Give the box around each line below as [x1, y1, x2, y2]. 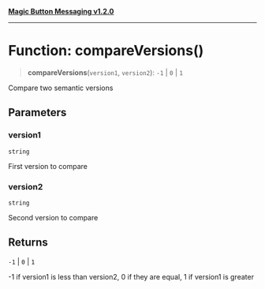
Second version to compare [8, 212, 99, 222]
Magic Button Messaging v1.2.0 [8, 7, 114, 16]
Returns [8, 236, 49, 250]
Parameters [8, 106, 67, 119]
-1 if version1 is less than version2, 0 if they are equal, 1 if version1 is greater [8, 272, 255, 281]
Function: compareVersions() [8, 42, 204, 60]
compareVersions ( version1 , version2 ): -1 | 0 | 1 [27, 67, 184, 77]
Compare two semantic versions [8, 83, 114, 92]
